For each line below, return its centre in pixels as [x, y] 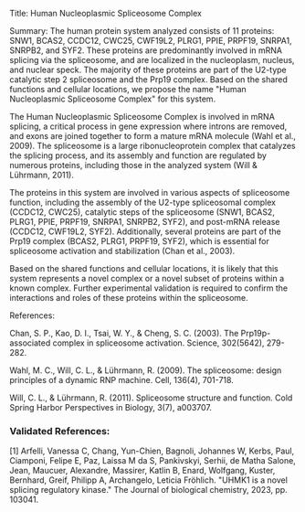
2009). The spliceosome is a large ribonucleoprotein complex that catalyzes [152, 146]
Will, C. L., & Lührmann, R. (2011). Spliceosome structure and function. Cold [151, 398]
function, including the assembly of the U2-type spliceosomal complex [143, 202]
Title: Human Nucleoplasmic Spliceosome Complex [106, 13]
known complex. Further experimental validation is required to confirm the [149, 288]
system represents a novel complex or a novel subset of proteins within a [147, 278]
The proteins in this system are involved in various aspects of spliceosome [150, 192]
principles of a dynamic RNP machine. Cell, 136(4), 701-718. [122, 380]
